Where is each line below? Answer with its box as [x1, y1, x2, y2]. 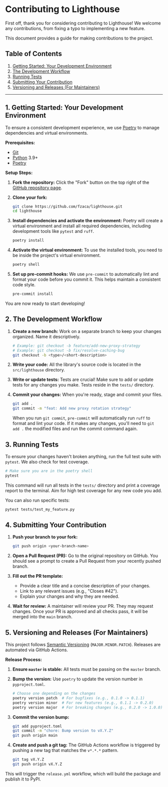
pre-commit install [12, 291, 53, 296]
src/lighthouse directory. [12, 367, 65, 373]
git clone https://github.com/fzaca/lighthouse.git [12, 204, 122, 209]
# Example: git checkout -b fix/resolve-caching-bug [12, 348, 125, 353]
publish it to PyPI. [5, 776, 41, 782]
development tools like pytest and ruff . [12, 228, 94, 234]
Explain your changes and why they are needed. [19, 593, 119, 599]
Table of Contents [5, 50, 62, 58]
